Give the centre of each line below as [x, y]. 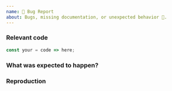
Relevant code [27, 38]
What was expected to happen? [52, 65]
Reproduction [26, 81]
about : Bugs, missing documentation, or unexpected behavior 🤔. [87, 17]
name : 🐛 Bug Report [30, 12]
